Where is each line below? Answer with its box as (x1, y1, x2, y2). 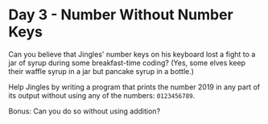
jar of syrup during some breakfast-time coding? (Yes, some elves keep (8, 58, 246, 68)
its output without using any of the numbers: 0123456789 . (8, 90, 196, 100)
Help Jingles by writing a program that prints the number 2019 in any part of (8, 82, 260, 92)
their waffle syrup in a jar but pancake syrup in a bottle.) (8, 66, 195, 76)
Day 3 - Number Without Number (8, 6, 233, 24)
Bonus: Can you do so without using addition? (8, 106, 161, 116)
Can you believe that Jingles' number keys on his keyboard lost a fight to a (8, 49, 256, 59)
